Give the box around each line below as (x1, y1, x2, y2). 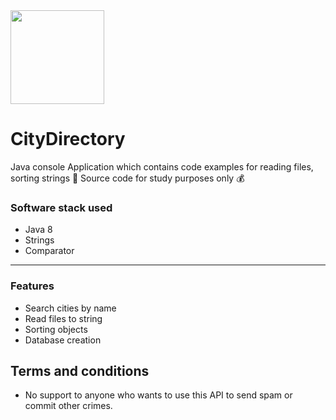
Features (10, 279, 55, 293)
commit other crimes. (24, 400, 113, 412)
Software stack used (10, 200, 113, 214)
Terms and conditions (10, 362, 150, 379)
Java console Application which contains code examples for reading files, (10, 160, 314, 173)
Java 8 (24, 224, 53, 236)
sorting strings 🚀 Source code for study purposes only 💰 (10, 172, 245, 184)
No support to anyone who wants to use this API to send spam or (24, 389, 293, 401)
